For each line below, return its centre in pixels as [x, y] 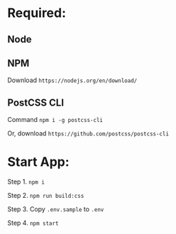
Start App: [38, 162]
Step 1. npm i [26, 182]
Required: [37, 13]
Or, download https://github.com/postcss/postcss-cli [88, 133]
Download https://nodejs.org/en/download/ [72, 80]
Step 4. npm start [33, 223]
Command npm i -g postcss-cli [55, 120]
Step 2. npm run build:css [46, 196]
